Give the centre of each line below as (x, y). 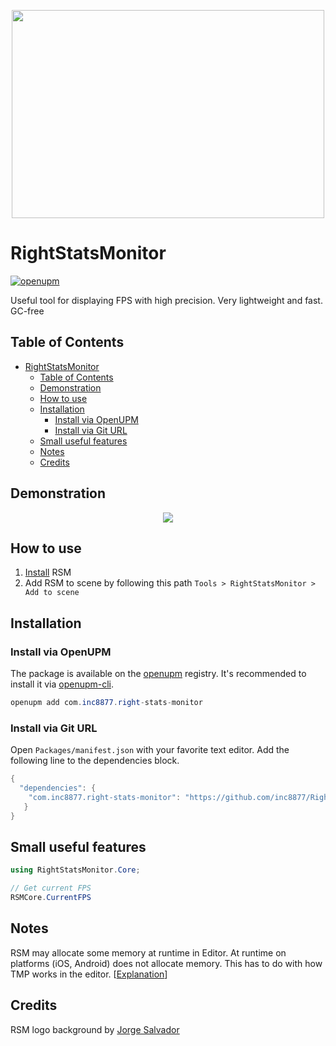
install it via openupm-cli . (62, 684)
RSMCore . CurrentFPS (51, 898)
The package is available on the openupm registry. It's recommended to (158, 674)
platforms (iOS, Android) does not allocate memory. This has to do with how (166, 963)
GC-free (27, 311)
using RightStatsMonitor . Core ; (75, 870)
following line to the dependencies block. (95, 761)
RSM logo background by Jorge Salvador (95, 1029)
